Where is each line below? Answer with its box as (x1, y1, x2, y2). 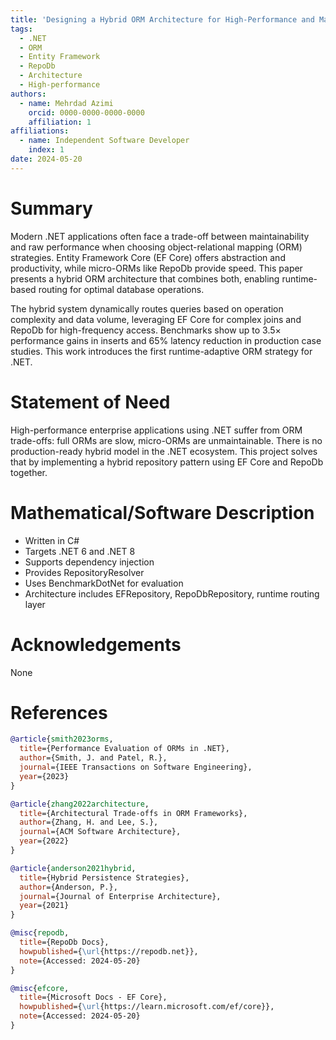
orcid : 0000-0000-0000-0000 (28, 107, 145, 118)
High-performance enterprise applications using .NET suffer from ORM (10, 424, 303, 436)
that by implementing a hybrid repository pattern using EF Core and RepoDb (10, 456, 324, 468)
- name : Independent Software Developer (19, 136, 190, 146)
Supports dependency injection (24, 556, 155, 568)
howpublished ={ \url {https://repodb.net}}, (19, 946, 199, 956)
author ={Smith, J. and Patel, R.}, (19, 753, 168, 763)
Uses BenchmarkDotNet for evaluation (24, 577, 184, 589)
